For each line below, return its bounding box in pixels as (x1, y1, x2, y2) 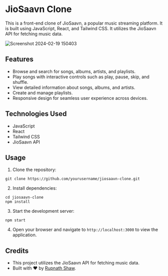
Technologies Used (5, 109, 67, 118)
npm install (5, 199, 30, 204)
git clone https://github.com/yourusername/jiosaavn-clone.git (5, 177, 140, 182)
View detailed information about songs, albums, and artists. (12, 84, 135, 90)
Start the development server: (12, 208, 75, 214)
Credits (5, 246, 29, 255)
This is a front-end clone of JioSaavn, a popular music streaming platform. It (5, 20, 163, 26)
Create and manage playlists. (12, 89, 73, 96)
